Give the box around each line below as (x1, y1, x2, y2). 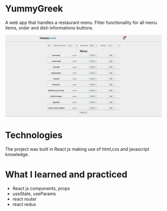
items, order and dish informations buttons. (5, 24, 93, 30)
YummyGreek (5, 3, 63, 14)
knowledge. (5, 151, 29, 157)
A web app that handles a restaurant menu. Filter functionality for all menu (5, 19, 158, 25)
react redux (12, 201, 36, 207)
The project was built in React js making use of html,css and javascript (5, 146, 150, 152)
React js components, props (12, 185, 71, 191)
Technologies (5, 130, 63, 141)
